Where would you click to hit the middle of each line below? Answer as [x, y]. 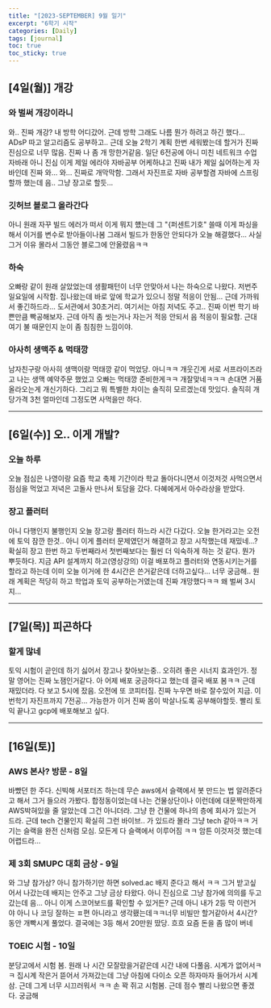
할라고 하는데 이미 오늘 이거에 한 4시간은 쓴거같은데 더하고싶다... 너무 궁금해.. [130, 571]
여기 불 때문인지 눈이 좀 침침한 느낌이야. [71, 327]
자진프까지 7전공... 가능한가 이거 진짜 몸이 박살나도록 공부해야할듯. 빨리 [141, 701]
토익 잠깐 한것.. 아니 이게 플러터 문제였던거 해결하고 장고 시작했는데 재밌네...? [137, 540]
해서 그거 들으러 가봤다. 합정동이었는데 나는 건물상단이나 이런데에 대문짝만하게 [140, 800]
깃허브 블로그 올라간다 [48, 205]
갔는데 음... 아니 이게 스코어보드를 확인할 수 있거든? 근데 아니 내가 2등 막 [122, 903]
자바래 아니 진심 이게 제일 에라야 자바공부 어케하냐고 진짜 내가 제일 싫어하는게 [130, 162]
